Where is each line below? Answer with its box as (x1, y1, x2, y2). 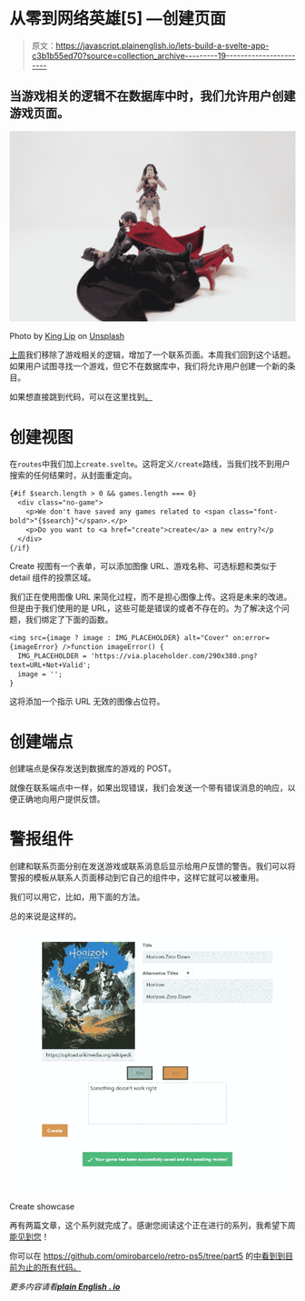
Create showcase (9, 1201, 75, 1212)
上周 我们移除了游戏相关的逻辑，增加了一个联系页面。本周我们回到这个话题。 (9, 349, 296, 360)
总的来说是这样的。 (9, 911, 82, 922)
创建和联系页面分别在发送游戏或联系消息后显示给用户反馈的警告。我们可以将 (9, 861, 296, 872)
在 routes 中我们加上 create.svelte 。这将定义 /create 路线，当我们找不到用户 (9, 458, 290, 469)
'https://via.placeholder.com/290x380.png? (90, 652, 258, 661)
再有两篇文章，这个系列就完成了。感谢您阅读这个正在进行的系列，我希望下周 (9, 1219, 296, 1230)
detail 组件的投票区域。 (9, 572, 96, 583)
